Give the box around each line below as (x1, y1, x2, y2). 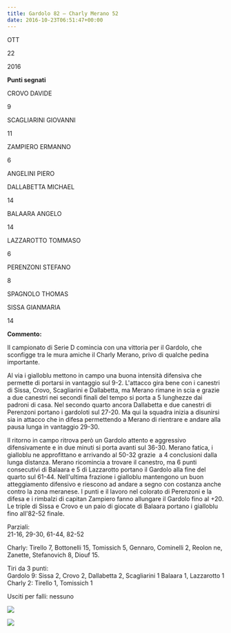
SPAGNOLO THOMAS (7, 289, 69, 298)
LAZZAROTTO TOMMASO (7, 236, 81, 244)
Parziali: (7, 523, 30, 531)
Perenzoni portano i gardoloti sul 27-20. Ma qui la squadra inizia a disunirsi (7, 408, 220, 416)
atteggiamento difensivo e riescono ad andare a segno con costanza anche (7, 480, 222, 488)
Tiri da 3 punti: (7, 564, 49, 572)
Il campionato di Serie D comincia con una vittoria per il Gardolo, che (7, 343, 202, 351)
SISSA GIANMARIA (7, 303, 61, 311)
